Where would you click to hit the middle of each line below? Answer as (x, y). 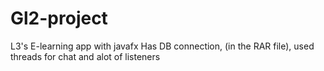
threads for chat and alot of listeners (85, 56)
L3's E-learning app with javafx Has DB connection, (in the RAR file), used (162, 46)
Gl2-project (59, 18)
